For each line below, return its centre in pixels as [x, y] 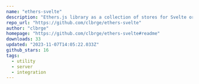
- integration [29, 72]
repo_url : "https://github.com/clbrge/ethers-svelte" [74, 22]
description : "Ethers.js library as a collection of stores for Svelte [96, 17]
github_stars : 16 [28, 50]
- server [22, 67]
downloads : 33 [24, 39]
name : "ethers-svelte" [34, 12]
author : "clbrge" [28, 28]
